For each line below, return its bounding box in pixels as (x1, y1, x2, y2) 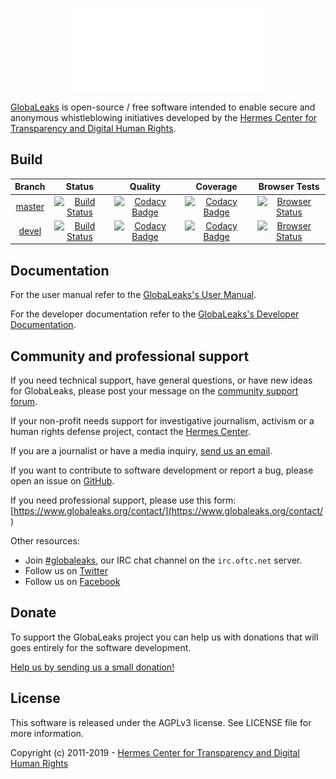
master (15, 201, 45, 213)
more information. (10, 727, 84, 739)
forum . (10, 395, 38, 407)
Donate (10, 604, 57, 622)
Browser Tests (258, 181, 320, 193)
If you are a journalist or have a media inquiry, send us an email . (10, 444, 273, 457)
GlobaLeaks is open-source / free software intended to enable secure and (10, 101, 316, 113)
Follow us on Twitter (24, 564, 108, 577)
